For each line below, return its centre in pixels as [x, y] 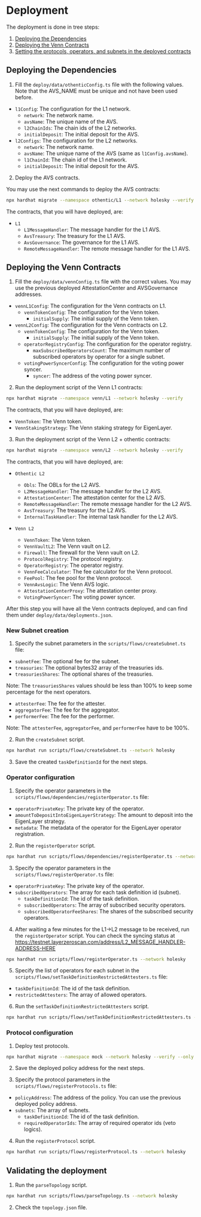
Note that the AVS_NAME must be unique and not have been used [96, 91]
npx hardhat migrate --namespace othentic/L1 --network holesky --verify [100, 200]
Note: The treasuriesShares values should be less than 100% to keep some [99, 686]
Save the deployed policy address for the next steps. [80, 1068]
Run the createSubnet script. [50, 740]
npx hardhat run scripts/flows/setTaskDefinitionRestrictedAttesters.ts [99, 1017]
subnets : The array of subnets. [52, 1111]
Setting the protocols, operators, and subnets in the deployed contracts [103, 51]
